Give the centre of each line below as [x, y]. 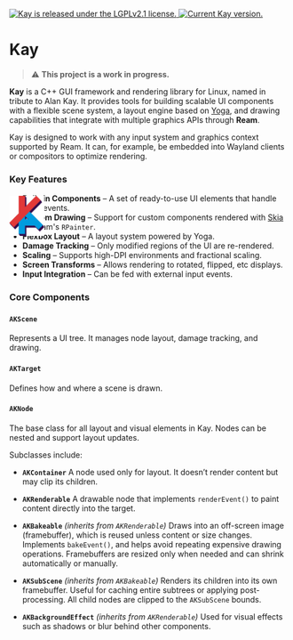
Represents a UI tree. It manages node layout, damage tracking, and [134, 338]
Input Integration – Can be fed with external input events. [127, 274]
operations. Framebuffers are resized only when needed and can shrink [153, 554]
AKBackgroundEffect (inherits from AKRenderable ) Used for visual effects [152, 616]
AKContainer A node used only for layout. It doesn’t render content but [150, 472]
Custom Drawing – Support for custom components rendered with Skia [153, 217]
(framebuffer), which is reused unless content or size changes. [137, 535]
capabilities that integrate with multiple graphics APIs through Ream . [135, 119]
